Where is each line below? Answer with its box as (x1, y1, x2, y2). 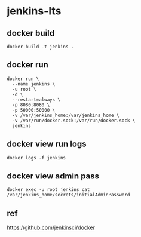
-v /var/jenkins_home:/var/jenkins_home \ (12, 112, 119, 118)
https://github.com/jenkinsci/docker (7, 224, 95, 231)
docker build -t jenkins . (7, 44, 74, 50)
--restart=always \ (12, 97, 61, 103)
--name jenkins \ (12, 81, 56, 87)
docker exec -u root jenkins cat (7, 187, 90, 193)
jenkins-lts (7, 4, 62, 18)
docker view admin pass (7, 171, 100, 181)
